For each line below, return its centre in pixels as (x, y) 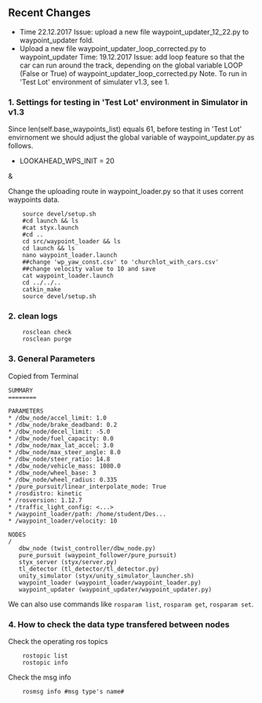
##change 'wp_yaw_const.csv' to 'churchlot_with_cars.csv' (121, 262)
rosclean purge (47, 339)
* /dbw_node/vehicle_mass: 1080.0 (65, 466)
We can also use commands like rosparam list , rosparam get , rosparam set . (131, 604)
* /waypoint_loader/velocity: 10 (63, 521)
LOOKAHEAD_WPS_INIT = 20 (67, 161)
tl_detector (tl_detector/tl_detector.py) (89, 569)
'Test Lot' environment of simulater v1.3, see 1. (95, 82)
